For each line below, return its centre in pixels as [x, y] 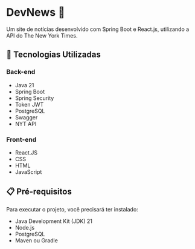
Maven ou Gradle [37, 240]
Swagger [26, 117]
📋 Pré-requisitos [39, 192]
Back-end [21, 72]
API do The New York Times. [42, 35]
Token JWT [29, 104]
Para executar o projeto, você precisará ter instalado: [72, 209]
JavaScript [28, 171]
